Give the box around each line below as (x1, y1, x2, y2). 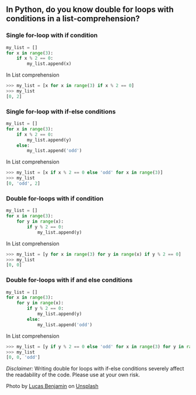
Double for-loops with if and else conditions (6, 276, 133, 284)
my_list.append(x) (27, 61, 72, 67)
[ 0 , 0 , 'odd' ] (6, 355, 41, 361)
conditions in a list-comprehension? (6, 14, 140, 24)
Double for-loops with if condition (6, 194, 104, 202)
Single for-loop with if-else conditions (6, 108, 116, 116)
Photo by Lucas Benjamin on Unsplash (6, 383, 99, 390)
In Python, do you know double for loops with (6, 5, 174, 15)
